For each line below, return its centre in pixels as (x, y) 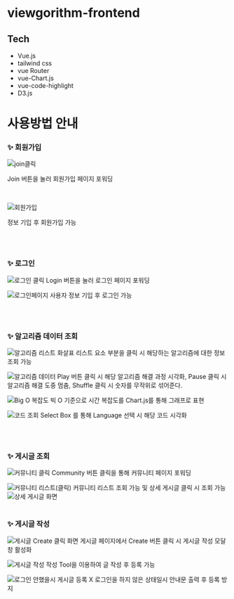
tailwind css (35, 63)
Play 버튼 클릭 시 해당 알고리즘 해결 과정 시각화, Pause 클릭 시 (142, 377)
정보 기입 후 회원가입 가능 (42, 222)
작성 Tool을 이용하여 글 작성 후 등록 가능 (101, 565)
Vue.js (27, 56)
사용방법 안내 (43, 124)
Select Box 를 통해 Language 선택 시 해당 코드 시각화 (113, 416)
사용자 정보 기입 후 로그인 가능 (91, 295)
